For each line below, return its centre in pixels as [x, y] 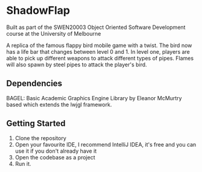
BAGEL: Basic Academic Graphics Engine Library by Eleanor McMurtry [94, 98]
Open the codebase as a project [55, 157]
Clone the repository [41, 138]
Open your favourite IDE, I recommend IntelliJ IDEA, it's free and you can [106, 144]
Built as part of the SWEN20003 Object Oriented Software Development [96, 27]
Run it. [23, 164]
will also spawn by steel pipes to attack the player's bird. [77, 65]
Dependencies [34, 84]
